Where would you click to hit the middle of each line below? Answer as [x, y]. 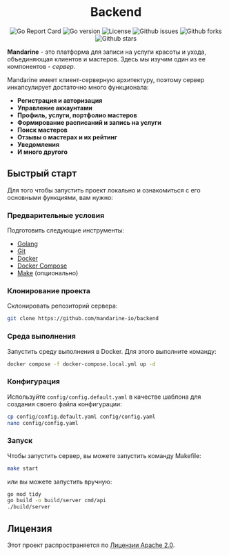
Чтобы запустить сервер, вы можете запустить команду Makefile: [104, 455]
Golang [27, 244]
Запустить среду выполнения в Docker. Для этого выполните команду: [112, 351]
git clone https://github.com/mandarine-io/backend [83, 319]
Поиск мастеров [42, 130]
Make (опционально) [48, 273]
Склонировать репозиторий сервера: [62, 306]
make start [23, 468]
